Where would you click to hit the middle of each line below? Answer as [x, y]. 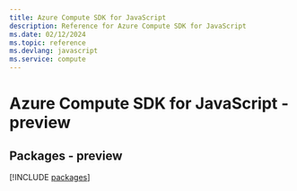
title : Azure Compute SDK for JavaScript [88, 17]
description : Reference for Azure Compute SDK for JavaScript [128, 26]
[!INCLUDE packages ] [50, 177]
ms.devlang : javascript [54, 51]
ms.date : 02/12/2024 [48, 34]
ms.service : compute [48, 59]
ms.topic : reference [48, 43]
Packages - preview [66, 156]
